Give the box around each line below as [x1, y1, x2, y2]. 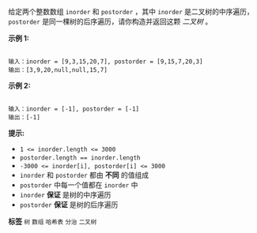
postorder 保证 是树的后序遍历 [19, 200, 119, 209]
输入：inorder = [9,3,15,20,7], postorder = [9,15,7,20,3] [8, 58, 203, 66]
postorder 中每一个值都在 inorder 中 [19, 180, 138, 190]
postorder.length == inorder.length [19, 154, 141, 162]
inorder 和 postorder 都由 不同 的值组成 [19, 171, 149, 179]
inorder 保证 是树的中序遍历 [19, 190, 111, 199]
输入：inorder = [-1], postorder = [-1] [8, 105, 140, 113]
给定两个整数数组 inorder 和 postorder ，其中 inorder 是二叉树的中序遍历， [8, 7, 255, 16]
